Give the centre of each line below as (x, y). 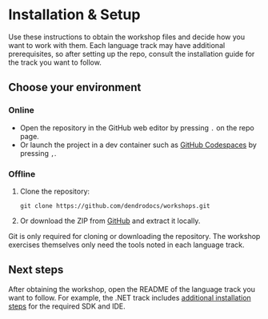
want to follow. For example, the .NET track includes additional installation (130, 297)
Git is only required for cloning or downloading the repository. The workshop (134, 236)
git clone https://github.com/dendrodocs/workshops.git (115, 205)
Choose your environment (75, 88)
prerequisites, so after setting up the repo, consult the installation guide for (132, 54)
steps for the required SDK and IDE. (67, 306)
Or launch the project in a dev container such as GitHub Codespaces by (138, 145)
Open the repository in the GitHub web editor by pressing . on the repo (137, 128)
